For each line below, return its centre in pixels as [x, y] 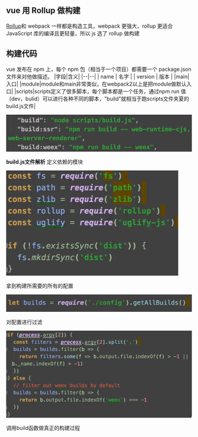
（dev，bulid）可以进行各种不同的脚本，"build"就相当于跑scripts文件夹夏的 [98, 99]
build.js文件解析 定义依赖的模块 [45, 162]
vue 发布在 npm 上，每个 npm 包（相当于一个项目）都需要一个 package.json [99, 69]
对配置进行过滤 [24, 322]
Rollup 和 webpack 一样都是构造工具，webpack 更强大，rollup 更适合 [90, 26]
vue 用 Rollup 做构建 [43, 11]
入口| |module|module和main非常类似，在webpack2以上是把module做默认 [96, 84]
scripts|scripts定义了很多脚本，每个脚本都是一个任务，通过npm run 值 [101, 91]
